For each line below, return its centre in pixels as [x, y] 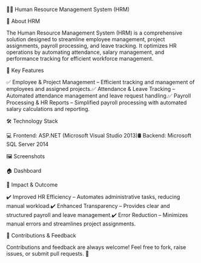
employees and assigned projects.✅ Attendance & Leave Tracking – [91, 89]
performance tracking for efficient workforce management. [80, 58]
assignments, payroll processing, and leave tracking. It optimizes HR [91, 46]
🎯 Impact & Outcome [32, 185]
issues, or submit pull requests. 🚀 [48, 254]
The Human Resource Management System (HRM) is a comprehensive [94, 33]
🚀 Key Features [25, 70]
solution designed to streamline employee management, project [86, 39]
